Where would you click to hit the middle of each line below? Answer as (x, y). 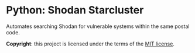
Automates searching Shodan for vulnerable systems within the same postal (98, 26)
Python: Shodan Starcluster (75, 10)
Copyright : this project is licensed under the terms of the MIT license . (90, 44)
